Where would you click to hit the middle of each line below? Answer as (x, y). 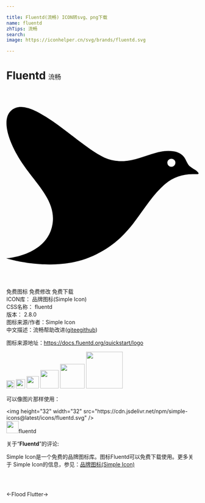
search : (16, 34)
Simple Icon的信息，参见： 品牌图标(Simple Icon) (74, 464)
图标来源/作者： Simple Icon (41, 322)
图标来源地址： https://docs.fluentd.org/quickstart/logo (75, 343)
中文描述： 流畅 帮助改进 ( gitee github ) (52, 330)
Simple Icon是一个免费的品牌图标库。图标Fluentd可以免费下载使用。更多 (97, 457)
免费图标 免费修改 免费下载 (40, 292)
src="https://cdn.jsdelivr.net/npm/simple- (135, 411)
